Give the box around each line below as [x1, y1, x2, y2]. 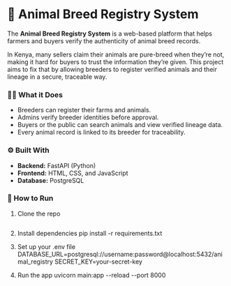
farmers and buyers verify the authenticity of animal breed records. [7, 36, 201, 45]
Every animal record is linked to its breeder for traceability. [17, 128, 186, 137]
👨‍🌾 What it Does [7, 90, 63, 100]
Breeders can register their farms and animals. [17, 106, 151, 114]
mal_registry [17, 257, 54, 266]
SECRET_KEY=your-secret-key [54, 257, 143, 266]
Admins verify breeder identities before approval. [17, 113, 159, 121]
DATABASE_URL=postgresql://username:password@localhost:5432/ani [17, 250, 223, 258]
